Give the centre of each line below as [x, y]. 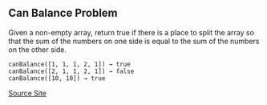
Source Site [27, 93]
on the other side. [37, 49]
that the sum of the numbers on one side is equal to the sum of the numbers [134, 41]
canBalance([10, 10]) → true [57, 78]
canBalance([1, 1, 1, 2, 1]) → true [69, 64]
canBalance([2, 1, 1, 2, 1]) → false [71, 71]
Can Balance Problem [63, 13]
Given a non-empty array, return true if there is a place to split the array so [131, 32]
